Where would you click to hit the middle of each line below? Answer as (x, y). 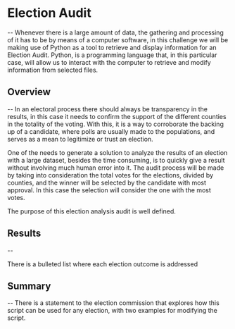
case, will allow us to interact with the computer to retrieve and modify (109, 62)
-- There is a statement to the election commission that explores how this (113, 303)
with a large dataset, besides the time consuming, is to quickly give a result (116, 160)
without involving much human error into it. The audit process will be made (116, 168)
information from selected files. (53, 70)
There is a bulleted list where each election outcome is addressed (103, 264)
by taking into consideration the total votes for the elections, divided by (110, 175)
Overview (29, 92)
